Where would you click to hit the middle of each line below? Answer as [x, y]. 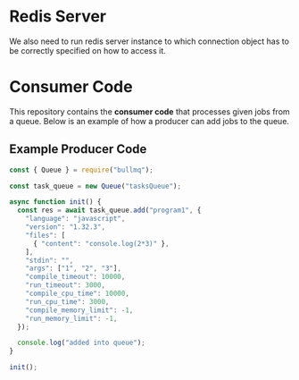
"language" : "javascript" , [75, 219]
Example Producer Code [78, 149]
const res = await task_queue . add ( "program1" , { [109, 211]
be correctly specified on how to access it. [88, 50]
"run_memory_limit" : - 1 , [71, 318]
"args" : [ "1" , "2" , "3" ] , [74, 269]
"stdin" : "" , [50, 260]
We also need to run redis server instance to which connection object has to [149, 41]
